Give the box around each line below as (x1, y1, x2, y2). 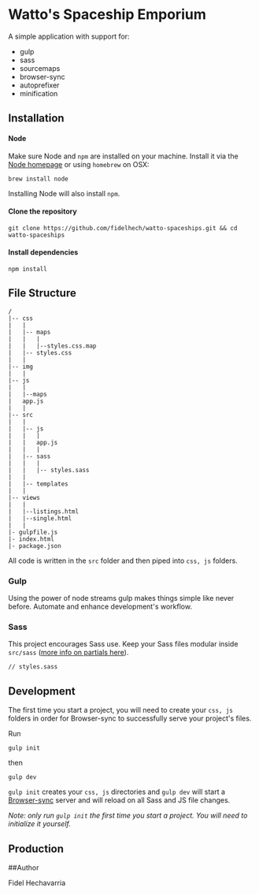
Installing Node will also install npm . (8, 188, 120, 198)
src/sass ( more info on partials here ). (8, 648, 129, 657)
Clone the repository (8, 207, 77, 216)
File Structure (8, 286, 76, 300)
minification (19, 88, 58, 98)
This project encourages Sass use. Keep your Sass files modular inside (8, 639, 239, 649)
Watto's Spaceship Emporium (8, 6, 206, 24)
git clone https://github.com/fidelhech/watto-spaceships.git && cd (8, 224, 238, 232)
